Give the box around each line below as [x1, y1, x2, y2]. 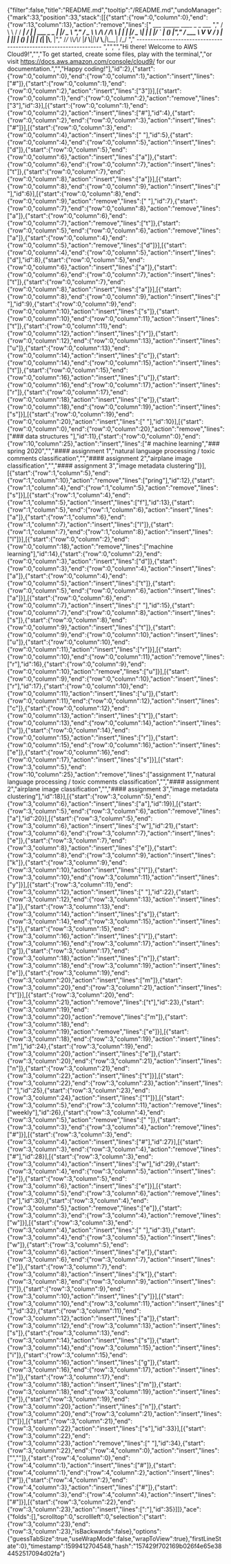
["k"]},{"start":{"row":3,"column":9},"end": [7, 858, 128, 867]
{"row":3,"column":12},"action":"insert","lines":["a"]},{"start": [7, 1314, 179, 1322]
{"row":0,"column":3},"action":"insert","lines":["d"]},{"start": [7, 557, 177, 565]
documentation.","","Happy [7, 65, 83, 73]
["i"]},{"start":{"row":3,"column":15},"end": [7, 1351, 128, 1359]
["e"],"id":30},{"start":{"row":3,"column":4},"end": [7, 1197, 149, 1204]
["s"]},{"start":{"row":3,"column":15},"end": [7, 925, 130, 932]
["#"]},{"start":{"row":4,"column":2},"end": [7, 1476, 128, 1484]
